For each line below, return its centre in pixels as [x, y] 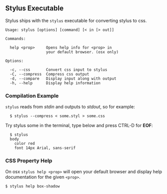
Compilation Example [32, 96]
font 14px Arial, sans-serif [45, 148]
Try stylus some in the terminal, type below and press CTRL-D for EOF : [79, 126]
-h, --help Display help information [55, 83]
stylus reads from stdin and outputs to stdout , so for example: [70, 107]
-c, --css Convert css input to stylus [59, 70]
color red [25, 144]
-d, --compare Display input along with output [63, 79]
